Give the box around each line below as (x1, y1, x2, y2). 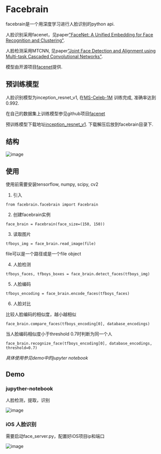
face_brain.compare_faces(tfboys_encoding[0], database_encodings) (6, 322, 150, 327)
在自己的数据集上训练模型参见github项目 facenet (6, 110, 105, 117)
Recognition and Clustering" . (6, 37, 65, 43)
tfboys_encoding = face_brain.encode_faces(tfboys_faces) (6, 291, 130, 296)
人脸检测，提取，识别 (6, 397, 50, 403)
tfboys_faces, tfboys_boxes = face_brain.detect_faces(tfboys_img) (6, 272, 150, 277)
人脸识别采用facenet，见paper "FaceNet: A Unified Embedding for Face (6, 31, 153, 37)
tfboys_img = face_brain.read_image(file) (6, 241, 96, 246)
